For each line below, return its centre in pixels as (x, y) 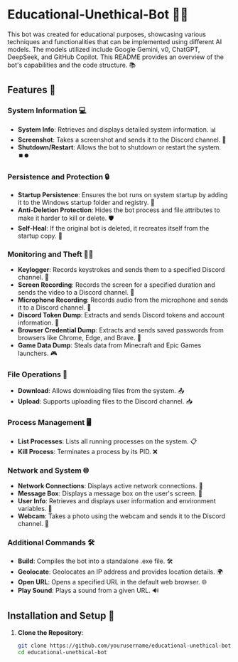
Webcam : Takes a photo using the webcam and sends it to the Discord (121, 516)
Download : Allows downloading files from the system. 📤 (101, 390)
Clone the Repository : (50, 633)
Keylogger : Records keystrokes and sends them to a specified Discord (121, 270)
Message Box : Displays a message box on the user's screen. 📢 (110, 493)
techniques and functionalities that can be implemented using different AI (115, 41)
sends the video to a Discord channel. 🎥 (76, 293)
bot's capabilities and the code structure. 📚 (72, 65)
